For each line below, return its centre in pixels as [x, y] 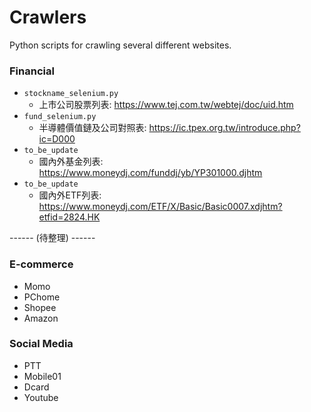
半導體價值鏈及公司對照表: [92, 128]
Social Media [41, 344]
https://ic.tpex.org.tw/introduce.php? [224, 128]
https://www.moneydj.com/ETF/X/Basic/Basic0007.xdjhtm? [160, 207]
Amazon [41, 318]
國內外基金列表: [71, 162]
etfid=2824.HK [69, 217]
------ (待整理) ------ [52, 238]
